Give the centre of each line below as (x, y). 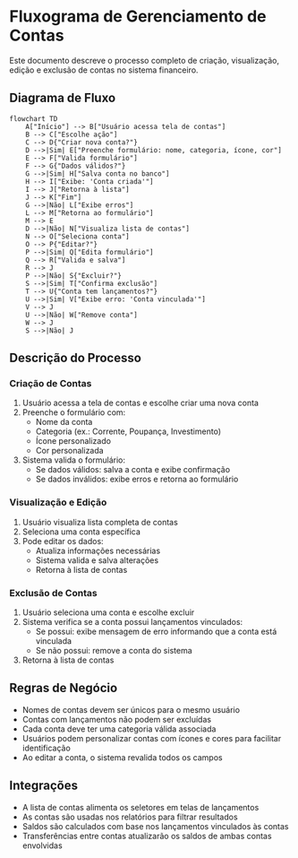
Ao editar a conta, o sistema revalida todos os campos (122, 757)
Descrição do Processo (75, 358)
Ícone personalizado (73, 441)
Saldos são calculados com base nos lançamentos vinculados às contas (155, 826)
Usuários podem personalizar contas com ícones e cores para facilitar (152, 738)
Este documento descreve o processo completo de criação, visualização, (145, 60)
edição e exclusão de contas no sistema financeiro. (104, 70)
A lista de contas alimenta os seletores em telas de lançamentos (140, 807)
